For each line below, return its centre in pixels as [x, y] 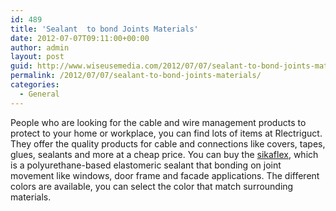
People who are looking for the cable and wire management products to [158, 122]
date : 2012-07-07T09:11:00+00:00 [80, 38]
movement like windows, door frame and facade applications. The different [165, 175]
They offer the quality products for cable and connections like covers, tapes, [168, 143]
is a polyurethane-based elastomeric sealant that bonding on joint [146, 165]
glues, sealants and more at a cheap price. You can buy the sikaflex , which [164, 154]
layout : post [37, 57]
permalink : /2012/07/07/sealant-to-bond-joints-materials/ [136, 76]
